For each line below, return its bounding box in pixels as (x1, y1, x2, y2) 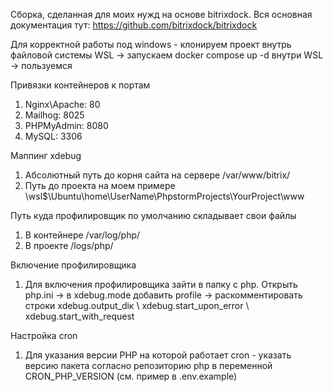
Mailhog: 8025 (24, 109, 85, 121)
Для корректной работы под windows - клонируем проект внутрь (10, 39, 292, 50)
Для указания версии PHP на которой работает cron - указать (24, 349, 292, 361)
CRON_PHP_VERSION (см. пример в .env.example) (24, 370, 238, 382)
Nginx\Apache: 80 (24, 99, 101, 110)
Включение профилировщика (10, 259, 137, 271)
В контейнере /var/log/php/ (24, 229, 141, 241)
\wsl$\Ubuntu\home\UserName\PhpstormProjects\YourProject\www (24, 190, 305, 202)
